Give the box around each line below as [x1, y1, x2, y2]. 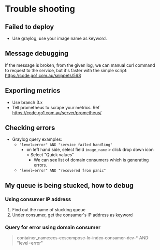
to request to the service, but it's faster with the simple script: [5, 67, 128, 73]
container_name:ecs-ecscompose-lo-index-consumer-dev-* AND [16, 235, 149, 241]
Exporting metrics [5, 87, 60, 95]
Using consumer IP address [5, 196, 71, 203]
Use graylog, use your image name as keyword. [12, 35, 107, 41]
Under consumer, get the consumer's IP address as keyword [12, 212, 133, 218]
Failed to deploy [5, 23, 54, 31]
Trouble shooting [5, 3, 75, 15]
